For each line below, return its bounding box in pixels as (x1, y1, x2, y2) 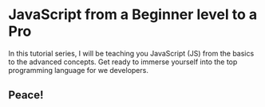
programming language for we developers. (8, 65, 149, 75)
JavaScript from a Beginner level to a (8, 6, 258, 24)
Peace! (8, 89, 44, 102)
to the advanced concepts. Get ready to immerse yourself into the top (8, 57, 238, 67)
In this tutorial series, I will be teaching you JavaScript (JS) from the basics (8, 48, 255, 58)
